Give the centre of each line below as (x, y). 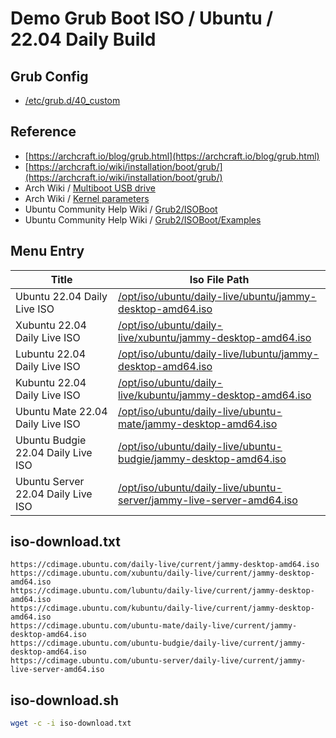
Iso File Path (219, 279)
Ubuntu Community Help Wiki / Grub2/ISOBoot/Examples (143, 219)
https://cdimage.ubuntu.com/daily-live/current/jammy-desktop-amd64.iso (165, 565)
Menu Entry (47, 251)
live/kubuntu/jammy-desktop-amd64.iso (215, 395)
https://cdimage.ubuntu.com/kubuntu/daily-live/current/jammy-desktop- (162, 608)
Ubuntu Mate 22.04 (61, 411)
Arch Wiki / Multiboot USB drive (90, 188)
